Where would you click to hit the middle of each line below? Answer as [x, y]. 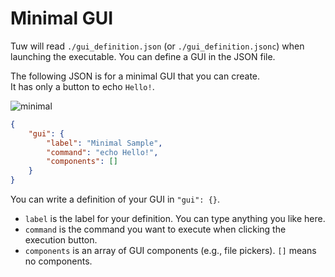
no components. [58, 261]
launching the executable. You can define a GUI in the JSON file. [143, 56]
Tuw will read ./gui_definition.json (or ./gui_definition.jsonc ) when [157, 46]
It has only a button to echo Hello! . [82, 86]
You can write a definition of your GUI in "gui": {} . [115, 199]
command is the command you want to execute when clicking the [155, 229]
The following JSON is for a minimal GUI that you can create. [135, 76]
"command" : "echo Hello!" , [102, 152]
